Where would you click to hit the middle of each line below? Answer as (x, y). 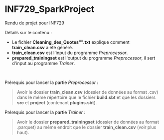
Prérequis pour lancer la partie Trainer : (45, 112)
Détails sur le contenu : (28, 32)
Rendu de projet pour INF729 (34, 23)
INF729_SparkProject (50, 9)
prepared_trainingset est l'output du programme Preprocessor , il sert (83, 58)
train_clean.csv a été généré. (42, 47)
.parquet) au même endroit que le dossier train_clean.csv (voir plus (86, 127)
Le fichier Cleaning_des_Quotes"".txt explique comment (71, 42)
